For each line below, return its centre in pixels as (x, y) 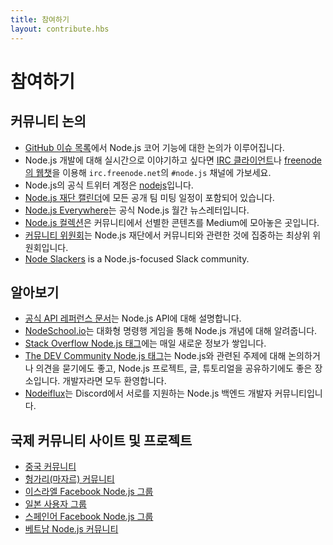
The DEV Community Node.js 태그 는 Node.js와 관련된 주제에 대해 (155, 356)
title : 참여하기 (40, 19)
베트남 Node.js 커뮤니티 (71, 529)
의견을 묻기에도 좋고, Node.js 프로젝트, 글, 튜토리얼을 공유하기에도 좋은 (174, 368)
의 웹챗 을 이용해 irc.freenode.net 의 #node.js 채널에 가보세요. (148, 172)
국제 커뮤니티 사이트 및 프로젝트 (101, 440)
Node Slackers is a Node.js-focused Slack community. (137, 258)
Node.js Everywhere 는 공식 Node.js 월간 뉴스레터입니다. (137, 210)
